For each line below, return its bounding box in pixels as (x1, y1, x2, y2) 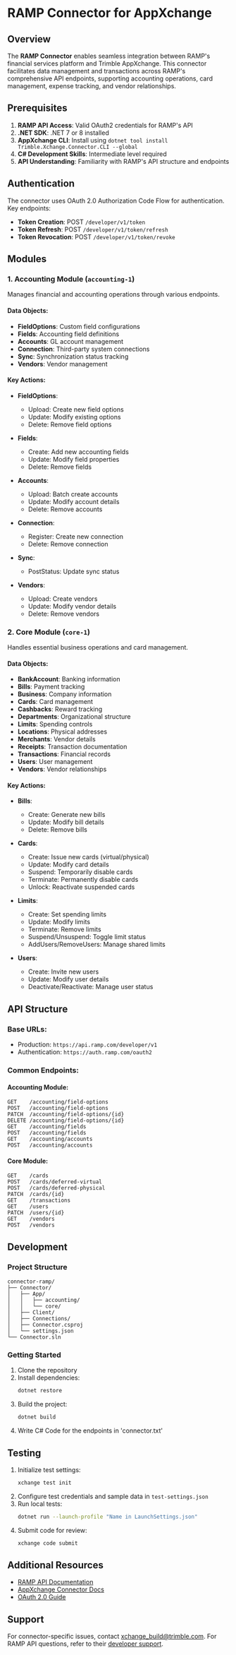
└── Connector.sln (7, 1334, 61, 1341)
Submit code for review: (17, 1526, 87, 1534)
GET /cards (7, 1172, 49, 1180)
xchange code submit (17, 1539, 78, 1547)
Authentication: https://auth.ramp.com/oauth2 (17, 1048, 153, 1056)
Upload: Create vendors (27, 595, 98, 603)
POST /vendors (7, 1221, 55, 1229)
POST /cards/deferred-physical (7, 1185, 106, 1192)
